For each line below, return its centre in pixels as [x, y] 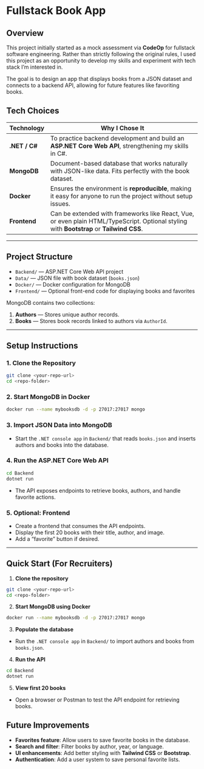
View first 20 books [40, 688]
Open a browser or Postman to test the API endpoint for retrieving [97, 700]
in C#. [59, 153]
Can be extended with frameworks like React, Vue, [122, 214]
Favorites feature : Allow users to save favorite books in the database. [102, 740]
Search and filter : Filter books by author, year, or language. [89, 746]
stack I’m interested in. [35, 67]
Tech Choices [33, 111]
